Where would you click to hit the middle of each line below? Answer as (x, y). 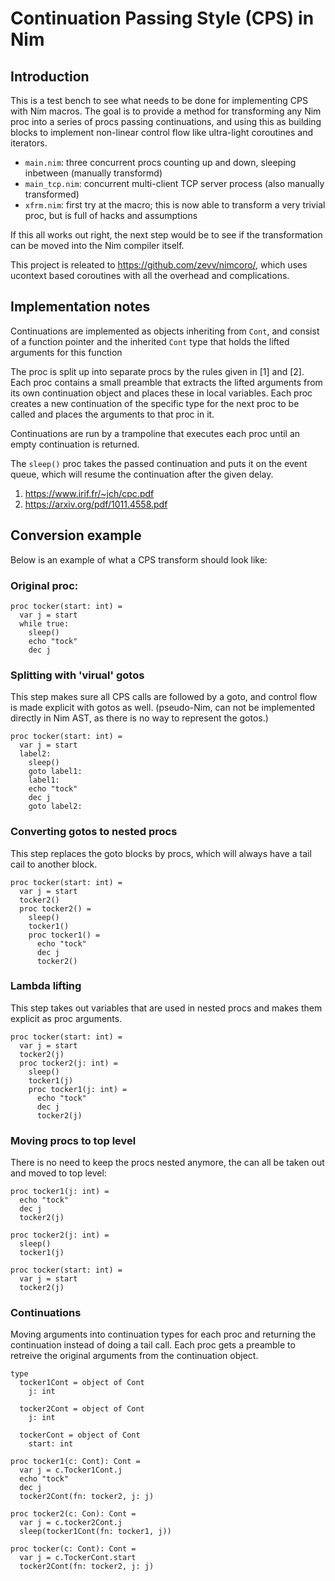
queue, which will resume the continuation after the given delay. (142, 474)
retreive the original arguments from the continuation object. (134, 1356)
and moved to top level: (58, 1173)
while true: (44, 623)
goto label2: (55, 807)
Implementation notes (80, 307)
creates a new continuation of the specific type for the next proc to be (155, 403)
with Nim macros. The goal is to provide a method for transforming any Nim (166, 111)
